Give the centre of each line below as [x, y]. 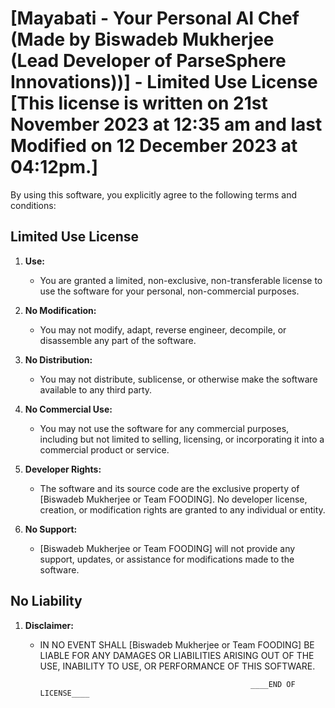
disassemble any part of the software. [118, 340]
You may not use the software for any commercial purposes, [164, 428]
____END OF [273, 684]
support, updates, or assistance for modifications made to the [167, 559]
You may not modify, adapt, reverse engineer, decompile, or [163, 329]
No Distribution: [58, 359]
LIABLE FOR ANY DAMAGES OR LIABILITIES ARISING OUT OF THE [177, 655]
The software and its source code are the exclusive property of [169, 488]
